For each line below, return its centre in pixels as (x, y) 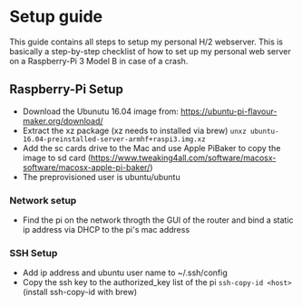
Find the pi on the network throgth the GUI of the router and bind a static (158, 220)
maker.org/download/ (63, 120)
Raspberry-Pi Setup (67, 89)
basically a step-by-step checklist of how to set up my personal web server (151, 51)
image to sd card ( (57, 158)
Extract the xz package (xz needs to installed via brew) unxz (134, 130)
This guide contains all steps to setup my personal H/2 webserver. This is (146, 42)
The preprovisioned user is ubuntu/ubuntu (101, 177)
